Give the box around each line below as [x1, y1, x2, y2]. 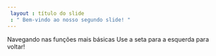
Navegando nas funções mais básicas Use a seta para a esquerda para [7, 35, 209, 43]
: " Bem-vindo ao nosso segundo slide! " [10, 16, 131, 23]
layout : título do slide [10, 10, 85, 17]
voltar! [7, 42, 25, 51]
